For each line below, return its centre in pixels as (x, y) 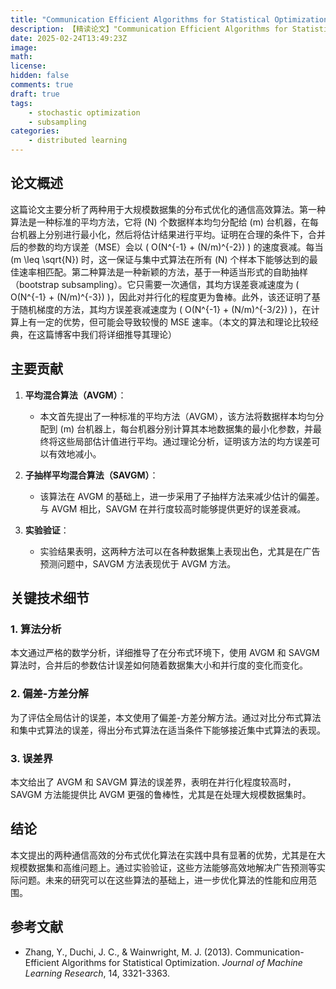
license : (28, 66)
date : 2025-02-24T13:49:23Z (69, 38)
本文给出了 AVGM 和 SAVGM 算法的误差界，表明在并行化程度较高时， (153, 782)
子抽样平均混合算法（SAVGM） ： (91, 475)
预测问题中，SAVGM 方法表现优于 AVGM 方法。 (138, 563)
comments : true (42, 85)
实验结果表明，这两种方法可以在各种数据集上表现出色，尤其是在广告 (180, 551)
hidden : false (40, 76)
